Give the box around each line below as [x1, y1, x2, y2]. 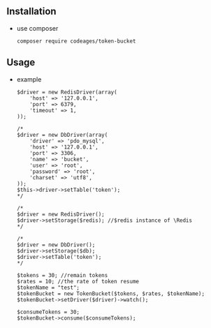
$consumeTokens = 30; [16, 308, 80, 315]
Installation [6, 6, 57, 17]
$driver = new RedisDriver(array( [16, 89, 117, 96]
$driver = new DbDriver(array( [16, 131, 108, 138]
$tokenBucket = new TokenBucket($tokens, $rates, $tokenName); [16, 290, 205, 297]
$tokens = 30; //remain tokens [16, 271, 108, 278]
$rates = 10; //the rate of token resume [16, 278, 139, 285]
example [16, 75, 42, 83]
